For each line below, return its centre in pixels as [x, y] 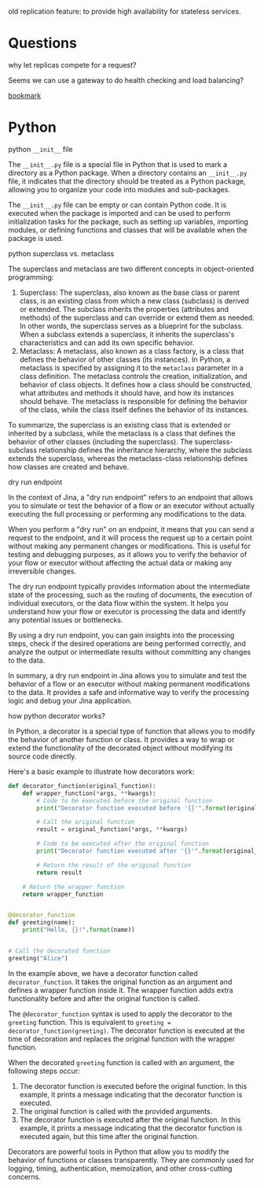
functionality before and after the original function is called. [104, 998]
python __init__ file [40, 149]
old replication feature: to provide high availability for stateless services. [125, 11]
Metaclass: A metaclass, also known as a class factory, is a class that [132, 351]
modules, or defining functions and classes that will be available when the [128, 230]
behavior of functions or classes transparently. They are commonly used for [131, 1160]
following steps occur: [44, 1071]
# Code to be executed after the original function [123, 844]
